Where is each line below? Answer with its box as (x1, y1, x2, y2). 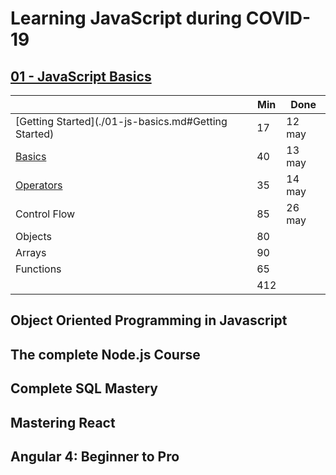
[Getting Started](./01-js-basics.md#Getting (15, 115, 228, 128)
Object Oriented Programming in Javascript (10, 312, 288, 329)
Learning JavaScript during (10, 7, 243, 30)
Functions (15, 262, 62, 276)
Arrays (15, 246, 47, 259)
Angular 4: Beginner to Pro (10, 448, 180, 465)
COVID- (245, 7, 311, 30)
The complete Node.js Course (10, 346, 201, 363)
